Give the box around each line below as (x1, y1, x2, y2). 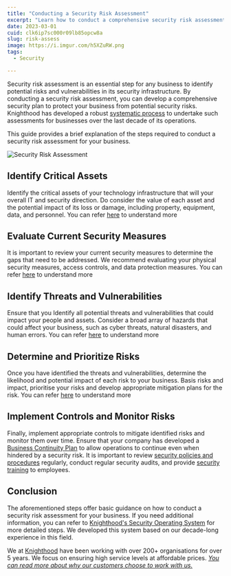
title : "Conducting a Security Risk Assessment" (7, 10, 149, 17)
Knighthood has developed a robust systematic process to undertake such (7, 109, 219, 117)
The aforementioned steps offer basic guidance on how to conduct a (7, 504, 202, 512)
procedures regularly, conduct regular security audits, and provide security (7, 458, 220, 467)
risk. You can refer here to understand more (7, 391, 131, 399)
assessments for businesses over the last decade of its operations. (7, 116, 197, 125)
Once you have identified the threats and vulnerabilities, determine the (7, 369, 207, 377)
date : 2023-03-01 (7, 23, 57, 30)
